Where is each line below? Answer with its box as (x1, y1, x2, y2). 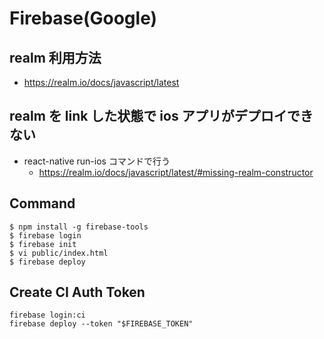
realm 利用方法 (9, 49, 102, 66)
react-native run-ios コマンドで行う (23, 155, 171, 167)
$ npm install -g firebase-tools (9, 222, 149, 232)
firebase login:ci (9, 310, 86, 321)
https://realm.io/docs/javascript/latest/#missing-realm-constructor (38, 166, 314, 178)
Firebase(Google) (9, 7, 158, 30)
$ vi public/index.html (9, 248, 109, 258)
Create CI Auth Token (9, 284, 146, 301)
